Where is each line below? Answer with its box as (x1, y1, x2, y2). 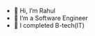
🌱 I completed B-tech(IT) (13, 21, 85, 29)
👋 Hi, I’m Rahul (13, 7, 55, 15)
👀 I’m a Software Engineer (13, 14, 88, 22)
